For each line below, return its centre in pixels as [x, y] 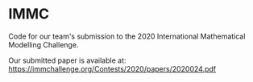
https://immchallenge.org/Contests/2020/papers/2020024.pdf [112, 68]
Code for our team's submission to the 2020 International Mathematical [127, 36]
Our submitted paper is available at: [67, 60]
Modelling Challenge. [44, 44]
